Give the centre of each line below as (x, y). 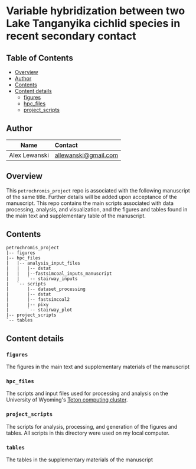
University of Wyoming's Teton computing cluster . (67, 400)
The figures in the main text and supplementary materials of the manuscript (98, 367)
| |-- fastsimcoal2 (38, 300)
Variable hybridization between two (96, 11)
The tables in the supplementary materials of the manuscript (80, 460)
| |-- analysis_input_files (43, 264)
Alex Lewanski (29, 155)
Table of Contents (40, 58)
